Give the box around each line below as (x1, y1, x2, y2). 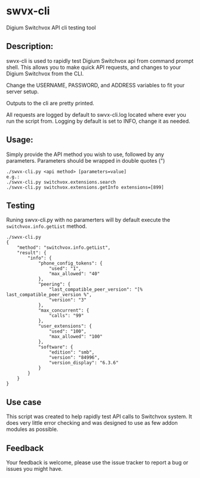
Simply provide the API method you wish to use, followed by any (6, 151, 164, 158)
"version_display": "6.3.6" (48, 360, 119, 366)
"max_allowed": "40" (48, 271, 100, 277)
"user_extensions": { (38, 323, 93, 330)
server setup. (6, 88, 39, 95)
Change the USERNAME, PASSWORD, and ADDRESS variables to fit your (6, 81, 185, 89)
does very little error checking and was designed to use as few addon (6, 419, 178, 427)
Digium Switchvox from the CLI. (6, 70, 84, 77)
